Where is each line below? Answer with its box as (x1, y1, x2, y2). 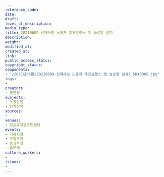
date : (5, 12, 16, 17)
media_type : (5, 26, 30, 31)
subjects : (5, 95, 26, 100)
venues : (5, 118, 21, 123)
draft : (5, 16, 19, 21)
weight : (5, 40, 21, 45)
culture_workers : (5, 150, 41, 155)
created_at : (5, 49, 30, 54)
